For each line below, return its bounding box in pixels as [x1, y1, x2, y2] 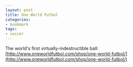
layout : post [5, 7, 33, 13]
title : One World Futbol [5, 12, 58, 17]
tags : [5, 27, 17, 32]
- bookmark [5, 21, 29, 27]
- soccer [5, 31, 24, 36]
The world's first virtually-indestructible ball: [5, 46, 99, 51]
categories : [5, 17, 31, 22]
